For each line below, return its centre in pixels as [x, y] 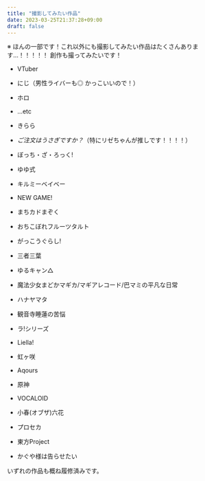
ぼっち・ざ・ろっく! [45, 155]
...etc [24, 111]
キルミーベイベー [41, 184]
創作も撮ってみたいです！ [86, 55]
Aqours [27, 370]
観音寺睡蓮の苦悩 [41, 314]
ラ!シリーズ [33, 329]
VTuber [27, 69]
